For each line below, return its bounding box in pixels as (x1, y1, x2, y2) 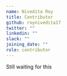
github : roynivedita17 (6, 19, 61, 25)
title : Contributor (6, 14, 54, 20)
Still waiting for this (6, 63, 52, 70)
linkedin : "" (6, 31, 38, 37)
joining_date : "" (6, 42, 48, 48)
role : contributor (6, 47, 51, 53)
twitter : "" (6, 25, 35, 31)
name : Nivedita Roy (6, 8, 54, 15)
